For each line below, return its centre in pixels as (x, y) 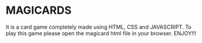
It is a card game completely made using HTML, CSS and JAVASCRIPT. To (99, 27)
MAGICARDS (39, 10)
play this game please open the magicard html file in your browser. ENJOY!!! (101, 33)
